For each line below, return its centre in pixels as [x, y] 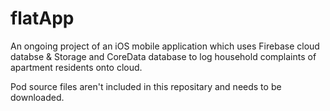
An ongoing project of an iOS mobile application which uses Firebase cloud [165, 46]
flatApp [42, 18]
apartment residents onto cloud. [76, 67]
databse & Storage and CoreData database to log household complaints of [163, 56]
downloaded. [37, 97]
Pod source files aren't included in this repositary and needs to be [146, 86]
